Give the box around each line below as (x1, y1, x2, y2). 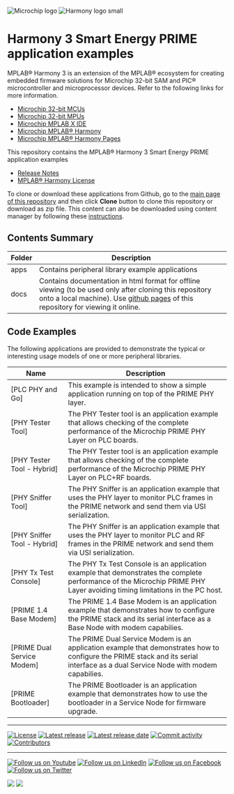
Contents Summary (7, 232, 94, 244)
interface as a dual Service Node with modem (68, 660, 217, 670)
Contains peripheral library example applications (39, 264, 198, 274)
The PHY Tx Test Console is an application (68, 559, 207, 569)
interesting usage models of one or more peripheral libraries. (7, 352, 182, 360)
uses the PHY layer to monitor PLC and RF (68, 530, 205, 540)
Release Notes (17, 168, 59, 177)
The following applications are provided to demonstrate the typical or (7, 344, 205, 352)
